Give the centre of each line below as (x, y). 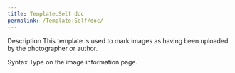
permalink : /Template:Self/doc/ (55, 21)
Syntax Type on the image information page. (73, 62)
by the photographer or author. (53, 48)
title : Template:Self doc (46, 14)
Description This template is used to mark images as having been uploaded (118, 40)
